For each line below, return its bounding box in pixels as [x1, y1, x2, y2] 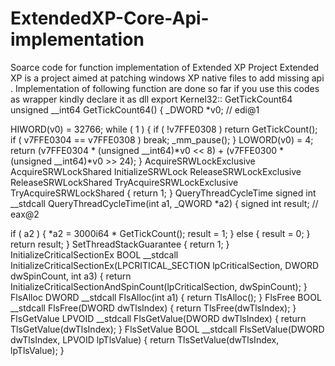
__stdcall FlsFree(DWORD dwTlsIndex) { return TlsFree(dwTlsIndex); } [10, 302, 297, 314]
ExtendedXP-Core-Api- [10, 7, 210, 30]
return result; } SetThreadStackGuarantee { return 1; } [10, 238, 230, 250]
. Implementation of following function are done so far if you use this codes [10, 82, 320, 94]
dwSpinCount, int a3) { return [10, 270, 132, 282]
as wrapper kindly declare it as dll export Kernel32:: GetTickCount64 [10, 93, 293, 105]
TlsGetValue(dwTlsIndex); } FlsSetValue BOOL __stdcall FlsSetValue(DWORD [10, 323, 325, 335]
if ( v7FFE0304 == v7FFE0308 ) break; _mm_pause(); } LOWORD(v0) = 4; [10, 133, 314, 146]
